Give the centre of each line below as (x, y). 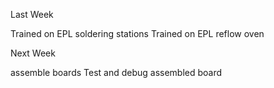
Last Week (32, 14)
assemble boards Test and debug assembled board (116, 72)
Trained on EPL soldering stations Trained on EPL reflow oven (137, 33)
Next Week (33, 53)
